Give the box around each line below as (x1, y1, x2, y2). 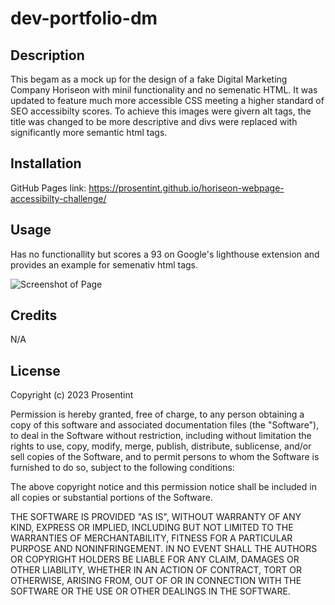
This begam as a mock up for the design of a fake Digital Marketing (10, 73, 288, 85)
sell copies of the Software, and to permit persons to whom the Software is (10, 451, 320, 463)
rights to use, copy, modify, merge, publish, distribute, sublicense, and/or (10, 440, 312, 452)
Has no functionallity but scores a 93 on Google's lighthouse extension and (10, 248, 320, 260)
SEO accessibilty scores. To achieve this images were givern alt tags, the (10, 105, 312, 117)
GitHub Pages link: (10, 182, 87, 194)
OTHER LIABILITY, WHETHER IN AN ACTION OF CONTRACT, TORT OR (10, 564, 302, 576)
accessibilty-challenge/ (10, 192, 107, 204)
